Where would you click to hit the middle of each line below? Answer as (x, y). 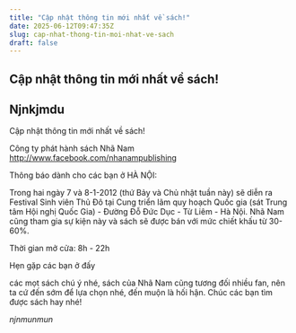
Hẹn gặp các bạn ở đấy (52, 266)
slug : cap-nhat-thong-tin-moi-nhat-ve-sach (92, 34)
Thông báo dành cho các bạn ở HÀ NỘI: (83, 175)
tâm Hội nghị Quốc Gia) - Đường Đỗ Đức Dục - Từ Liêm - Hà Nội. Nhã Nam (147, 212)
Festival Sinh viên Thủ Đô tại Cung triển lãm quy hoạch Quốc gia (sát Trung (148, 202)
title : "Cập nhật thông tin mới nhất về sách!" (100, 18)
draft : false (34, 43)
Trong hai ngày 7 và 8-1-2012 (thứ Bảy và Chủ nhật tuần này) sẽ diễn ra (141, 193)
